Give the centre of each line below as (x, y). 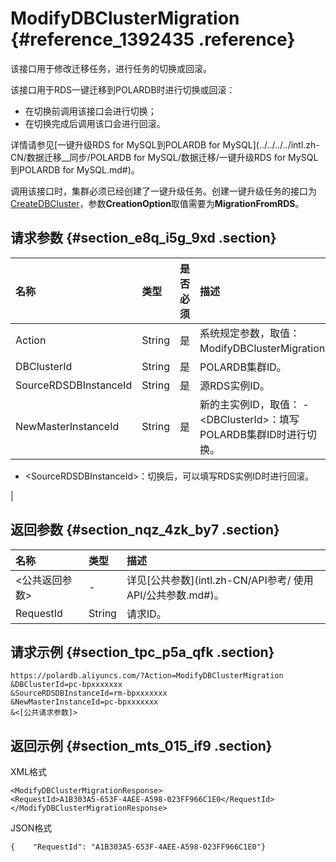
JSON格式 (31, 828)
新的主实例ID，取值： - (254, 404)
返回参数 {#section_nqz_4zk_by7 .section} (145, 530)
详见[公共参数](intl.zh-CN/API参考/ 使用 (220, 580)
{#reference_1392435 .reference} (153, 39)
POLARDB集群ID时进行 (253, 434)
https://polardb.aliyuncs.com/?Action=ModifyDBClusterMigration (147, 676)
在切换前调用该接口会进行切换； (90, 111)
